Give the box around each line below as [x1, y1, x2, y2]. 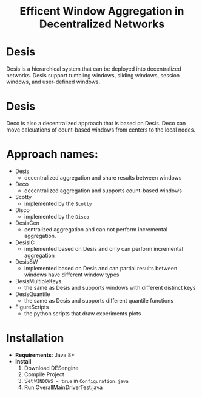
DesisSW [15, 258, 38, 265]
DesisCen [15, 219, 39, 227]
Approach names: [6, 147, 99, 161]
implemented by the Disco [24, 213, 90, 220]
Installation [6, 331, 64, 345]
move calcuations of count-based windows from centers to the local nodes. [6, 126, 196, 133]
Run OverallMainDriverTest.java [24, 384, 103, 391]
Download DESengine [24, 364, 79, 371]
